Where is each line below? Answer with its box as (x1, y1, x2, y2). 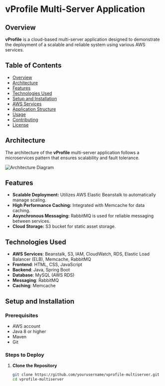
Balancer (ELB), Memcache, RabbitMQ (12, 257, 91, 262)
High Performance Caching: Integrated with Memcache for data (12, 202, 145, 208)
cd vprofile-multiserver (12, 377, 64, 382)
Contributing (12, 117, 38, 123)
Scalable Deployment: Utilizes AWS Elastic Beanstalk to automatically (12, 192, 156, 198)
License (12, 122, 29, 128)
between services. (12, 218, 51, 224)
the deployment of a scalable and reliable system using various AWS (5, 42, 146, 48)
